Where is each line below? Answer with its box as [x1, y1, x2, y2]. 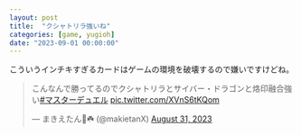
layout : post [9, 13, 59, 22]
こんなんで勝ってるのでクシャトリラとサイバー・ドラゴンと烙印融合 [31, 83, 285, 94]
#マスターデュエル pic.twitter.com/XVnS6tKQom [39, 94, 220, 105]
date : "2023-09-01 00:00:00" [9, 38, 119, 48]
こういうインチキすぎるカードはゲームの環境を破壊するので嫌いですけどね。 [9, 64, 295, 75]
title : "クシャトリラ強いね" [9, 22, 111, 31]
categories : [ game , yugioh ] [9, 30, 116, 39]
